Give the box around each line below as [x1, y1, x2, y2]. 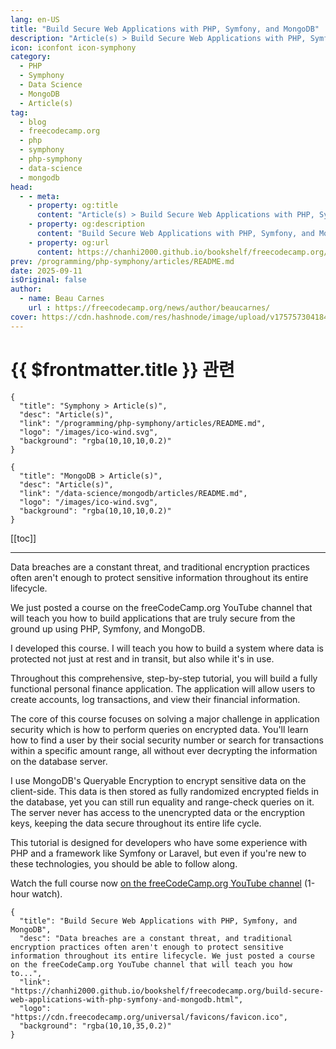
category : [10, 52, 52, 62]
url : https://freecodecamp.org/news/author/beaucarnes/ [28, 303, 271, 313]
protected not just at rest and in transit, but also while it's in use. [10, 652, 275, 665]
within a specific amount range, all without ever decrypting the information [10, 744, 318, 756]
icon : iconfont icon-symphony [10, 42, 137, 53]
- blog [19, 117, 47, 127]
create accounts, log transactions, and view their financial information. [10, 693, 301, 705]
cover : [10, 312, 38, 322]
